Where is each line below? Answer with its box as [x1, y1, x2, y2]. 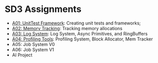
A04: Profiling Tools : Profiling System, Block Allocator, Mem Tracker [12, 36, 153, 42]
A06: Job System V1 [12, 46, 54, 52]
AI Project [12, 51, 33, 58]
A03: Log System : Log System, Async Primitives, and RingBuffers [12, 30, 148, 36]
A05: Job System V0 [12, 41, 55, 47]
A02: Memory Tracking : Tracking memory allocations [12, 25, 123, 31]
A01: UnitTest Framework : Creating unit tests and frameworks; [12, 20, 141, 26]
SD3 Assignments [5, 3, 82, 15]
